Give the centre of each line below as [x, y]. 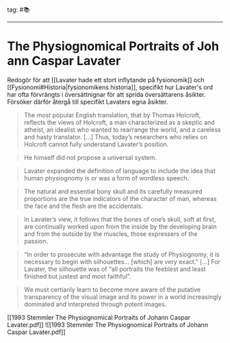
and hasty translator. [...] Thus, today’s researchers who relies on [115, 137]
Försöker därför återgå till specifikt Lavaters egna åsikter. [88, 102]
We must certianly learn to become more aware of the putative [112, 289]
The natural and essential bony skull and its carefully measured [113, 191]
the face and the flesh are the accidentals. [84, 206]
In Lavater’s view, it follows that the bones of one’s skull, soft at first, [120, 219]
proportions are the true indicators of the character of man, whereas [120, 198]
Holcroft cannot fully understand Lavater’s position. [96, 144]
